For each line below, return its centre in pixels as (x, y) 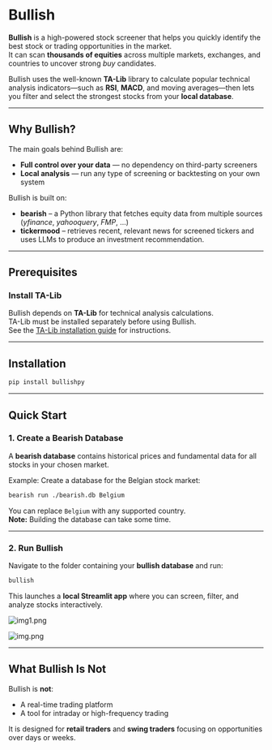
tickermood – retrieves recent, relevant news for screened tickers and (137, 231)
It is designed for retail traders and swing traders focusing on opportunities (136, 729)
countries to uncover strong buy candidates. (82, 63)
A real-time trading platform (66, 705)
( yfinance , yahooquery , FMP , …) (74, 222)
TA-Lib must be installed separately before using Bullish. (102, 321)
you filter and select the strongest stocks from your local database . (121, 96)
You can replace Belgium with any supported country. (97, 511)
